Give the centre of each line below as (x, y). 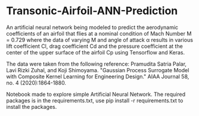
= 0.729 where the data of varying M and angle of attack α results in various (100, 40)
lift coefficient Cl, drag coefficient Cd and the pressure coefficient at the (94, 46)
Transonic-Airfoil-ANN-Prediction (92, 11)
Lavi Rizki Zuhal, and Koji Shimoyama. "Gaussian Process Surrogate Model (98, 70)
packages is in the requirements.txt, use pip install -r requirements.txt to (95, 100)
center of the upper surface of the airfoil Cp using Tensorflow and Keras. (96, 52)
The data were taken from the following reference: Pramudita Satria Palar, (96, 64)
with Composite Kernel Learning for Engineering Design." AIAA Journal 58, (98, 76)
